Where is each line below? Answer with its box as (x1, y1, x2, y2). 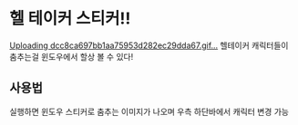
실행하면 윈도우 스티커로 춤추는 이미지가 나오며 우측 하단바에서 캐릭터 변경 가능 (9, 106, 290, 117)
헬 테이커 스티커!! (9, 8, 131, 29)
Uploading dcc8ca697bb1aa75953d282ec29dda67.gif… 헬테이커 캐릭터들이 (9, 40, 289, 51)
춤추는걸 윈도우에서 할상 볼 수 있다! (9, 51, 134, 62)
